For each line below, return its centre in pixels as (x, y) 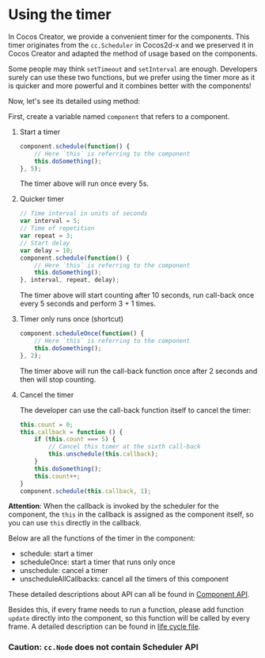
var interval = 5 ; (50, 221)
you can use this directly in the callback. (75, 523)
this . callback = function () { (71, 432)
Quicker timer (42, 199)
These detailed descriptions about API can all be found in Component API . (129, 595)
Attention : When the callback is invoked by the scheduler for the (114, 506)
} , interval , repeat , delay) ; (70, 280)
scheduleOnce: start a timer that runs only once (97, 562)
